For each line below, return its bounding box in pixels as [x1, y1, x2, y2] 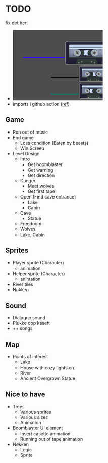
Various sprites [20, 409, 51, 415]
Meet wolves [27, 183, 55, 189]
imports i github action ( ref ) [12, 101, 70, 107]
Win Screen [20, 145, 44, 151]
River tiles [12, 281, 34, 287]
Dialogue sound [12, 315, 45, 321]
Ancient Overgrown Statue [20, 375, 76, 381]
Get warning [27, 167, 53, 173]
